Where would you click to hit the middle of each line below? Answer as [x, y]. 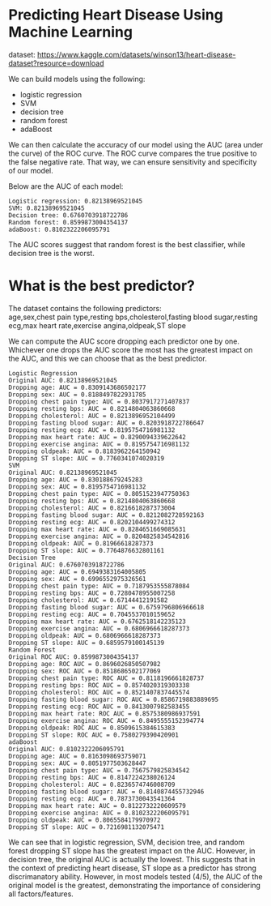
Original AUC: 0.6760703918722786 [67, 565]
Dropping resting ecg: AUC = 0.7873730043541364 [92, 799]
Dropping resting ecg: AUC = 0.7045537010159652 [92, 614]
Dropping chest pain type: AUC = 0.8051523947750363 [99, 494]
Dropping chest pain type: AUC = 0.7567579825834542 [99, 770]
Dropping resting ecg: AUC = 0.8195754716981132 [92, 430]
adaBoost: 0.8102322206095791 [59, 229]
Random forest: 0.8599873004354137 [68, 222]
